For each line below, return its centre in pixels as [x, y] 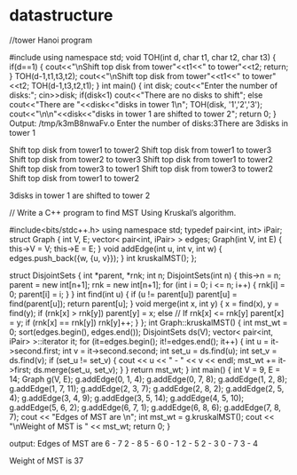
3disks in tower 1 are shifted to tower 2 [80, 195]
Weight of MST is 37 [47, 460]
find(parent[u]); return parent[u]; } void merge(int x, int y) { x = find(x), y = [144, 304]
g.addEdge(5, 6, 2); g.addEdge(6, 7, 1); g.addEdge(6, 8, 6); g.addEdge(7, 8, [145, 407]
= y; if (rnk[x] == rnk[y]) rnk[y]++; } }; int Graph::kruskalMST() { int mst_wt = [148, 322]
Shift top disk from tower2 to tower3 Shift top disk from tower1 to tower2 [141, 159]
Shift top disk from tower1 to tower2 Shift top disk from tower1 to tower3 [141, 150]
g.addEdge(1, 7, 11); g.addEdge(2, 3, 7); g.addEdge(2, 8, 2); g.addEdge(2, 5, [147, 388]
